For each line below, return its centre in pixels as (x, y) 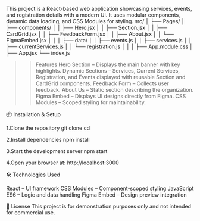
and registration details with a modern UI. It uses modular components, (93, 15)
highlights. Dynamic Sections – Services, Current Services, (108, 71)
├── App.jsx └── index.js (38, 53)
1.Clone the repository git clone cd (48, 128)
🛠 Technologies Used (33, 175)
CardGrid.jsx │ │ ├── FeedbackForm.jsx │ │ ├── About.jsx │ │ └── (90, 34)
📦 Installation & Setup (34, 114)
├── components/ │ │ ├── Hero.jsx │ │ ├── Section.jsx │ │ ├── (87, 27)
